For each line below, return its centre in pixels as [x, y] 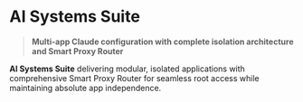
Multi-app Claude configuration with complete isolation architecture [162, 42]
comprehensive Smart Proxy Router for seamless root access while [134, 78]
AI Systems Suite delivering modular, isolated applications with [128, 69]
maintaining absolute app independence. [85, 88]
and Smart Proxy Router [77, 51]
